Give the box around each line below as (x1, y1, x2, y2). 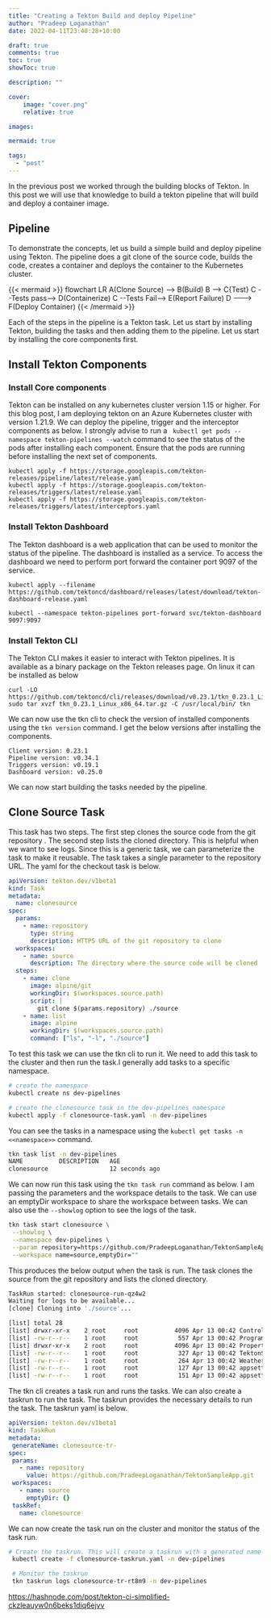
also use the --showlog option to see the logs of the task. (8, 1205, 197, 1215)
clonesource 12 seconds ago (8, 1165, 161, 1174)
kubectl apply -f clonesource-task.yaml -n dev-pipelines (8, 1111, 207, 1120)
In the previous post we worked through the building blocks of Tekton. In (8, 181, 250, 190)
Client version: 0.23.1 (8, 747, 89, 755)
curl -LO (8, 686, 38, 694)
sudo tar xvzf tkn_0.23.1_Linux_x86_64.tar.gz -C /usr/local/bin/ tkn (8, 699, 251, 708)
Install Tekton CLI (8, 635, 78, 646)
